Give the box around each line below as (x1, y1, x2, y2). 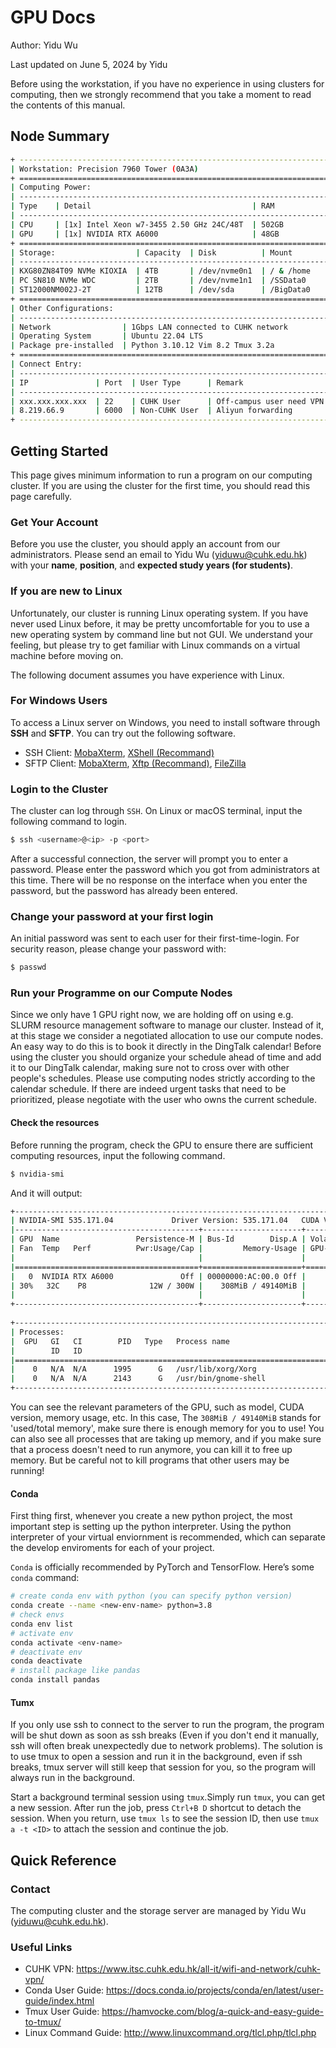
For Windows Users (10, 694, 108, 708)
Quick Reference (10, 1852, 117, 1869)
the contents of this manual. (10, 99, 126, 111)
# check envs (10, 1610, 65, 1620)
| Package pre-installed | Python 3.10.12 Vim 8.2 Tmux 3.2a (10, 341, 275, 351)
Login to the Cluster (10, 782, 108, 796)
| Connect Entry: (10, 359, 83, 369)
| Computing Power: (10, 182, 92, 193)
